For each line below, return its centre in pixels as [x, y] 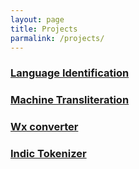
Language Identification [70, 73]
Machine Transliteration [70, 100]
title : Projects [44, 29]
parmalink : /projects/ [57, 38]
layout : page [37, 19]
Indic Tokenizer [48, 154]
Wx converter [44, 127]
